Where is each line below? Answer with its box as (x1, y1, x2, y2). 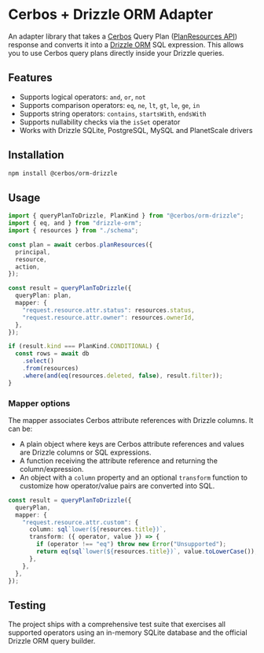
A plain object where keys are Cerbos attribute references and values (19, 439, 245, 448)
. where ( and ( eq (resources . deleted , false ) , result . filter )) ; (22, 372, 223, 380)
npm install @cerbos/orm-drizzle (8, 169, 118, 177)
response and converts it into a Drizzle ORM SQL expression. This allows (8, 39, 244, 49)
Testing (8, 599, 46, 612)
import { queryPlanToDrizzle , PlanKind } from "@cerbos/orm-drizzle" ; (8, 212, 244, 220)
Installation (8, 148, 64, 162)
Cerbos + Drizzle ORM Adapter (8, 6, 214, 24)
